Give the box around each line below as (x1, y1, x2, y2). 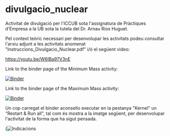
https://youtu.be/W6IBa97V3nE (5, 56, 71, 62)
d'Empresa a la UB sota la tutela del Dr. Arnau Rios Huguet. (5, 25, 128, 31)
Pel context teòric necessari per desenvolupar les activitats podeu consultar (5, 35, 165, 41)
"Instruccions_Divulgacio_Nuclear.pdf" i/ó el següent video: (5, 46, 130, 52)
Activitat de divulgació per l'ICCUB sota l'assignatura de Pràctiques (5, 20, 146, 26)
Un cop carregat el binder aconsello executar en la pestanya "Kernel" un (5, 105, 157, 111)
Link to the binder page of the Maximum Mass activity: (5, 85, 119, 92)
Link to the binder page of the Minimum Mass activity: (5, 66, 118, 72)
